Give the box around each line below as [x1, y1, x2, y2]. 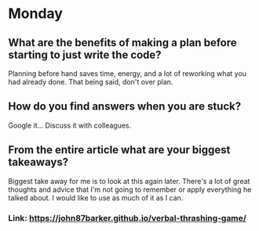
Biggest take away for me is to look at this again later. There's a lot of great [8, 176, 250, 186]
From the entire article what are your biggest [8, 143, 231, 157]
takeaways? [8, 156, 69, 169]
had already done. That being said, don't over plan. [8, 78, 173, 86]
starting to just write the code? [8, 48, 162, 61]
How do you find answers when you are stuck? [8, 99, 242, 114]
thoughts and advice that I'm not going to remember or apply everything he [8, 185, 252, 194]
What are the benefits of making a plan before [8, 36, 237, 49]
